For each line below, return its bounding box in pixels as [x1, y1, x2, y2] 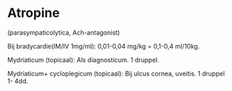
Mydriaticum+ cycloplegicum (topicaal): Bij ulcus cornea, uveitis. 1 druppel [7, 69, 225, 78]
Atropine [7, 5, 60, 21]
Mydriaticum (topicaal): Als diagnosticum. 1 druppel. [7, 55, 160, 64]
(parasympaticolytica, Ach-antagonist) [7, 28, 121, 37]
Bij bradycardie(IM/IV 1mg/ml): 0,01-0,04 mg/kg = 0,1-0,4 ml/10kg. [7, 42, 200, 50]
